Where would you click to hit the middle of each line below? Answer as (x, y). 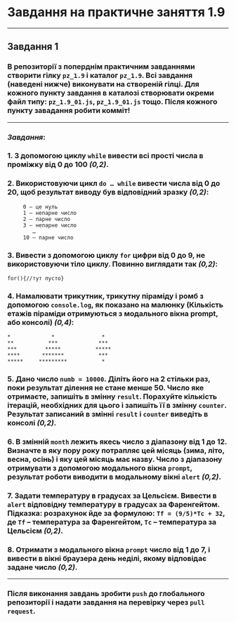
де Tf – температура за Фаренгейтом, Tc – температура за (112, 522)
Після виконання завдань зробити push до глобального (106, 594)
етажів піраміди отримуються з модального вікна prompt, (113, 313)
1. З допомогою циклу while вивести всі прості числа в (105, 156)
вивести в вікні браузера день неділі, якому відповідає (107, 559)
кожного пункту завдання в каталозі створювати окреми (111, 93)
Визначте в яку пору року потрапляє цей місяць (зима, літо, (116, 451)
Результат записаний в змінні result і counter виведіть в (108, 414)
